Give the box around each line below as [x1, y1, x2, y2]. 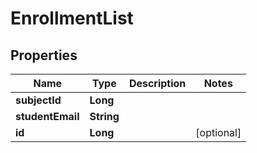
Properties [10, 47, 78, 64]
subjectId [15, 93, 62, 107]
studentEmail [15, 110, 80, 123]
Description [128, 77, 187, 90]
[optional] [195, 126, 242, 139]
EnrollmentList [10, 7, 134, 30]
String [89, 110, 120, 123]
